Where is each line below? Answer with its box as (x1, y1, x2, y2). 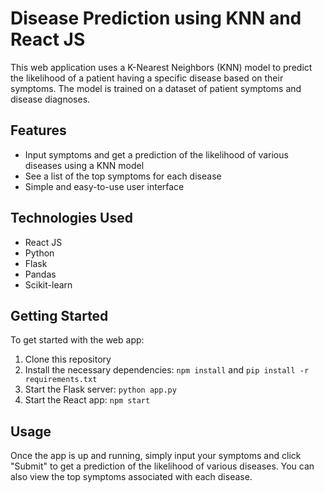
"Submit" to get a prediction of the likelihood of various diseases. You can (10, 460, 315, 472)
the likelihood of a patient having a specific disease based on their (10, 72, 284, 84)
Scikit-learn (24, 278, 73, 291)
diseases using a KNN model (24, 159, 145, 171)
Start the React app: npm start (24, 394, 151, 406)
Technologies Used (10, 210, 133, 227)
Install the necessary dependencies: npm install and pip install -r (24, 364, 310, 376)
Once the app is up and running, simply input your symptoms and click (10, 450, 302, 462)
